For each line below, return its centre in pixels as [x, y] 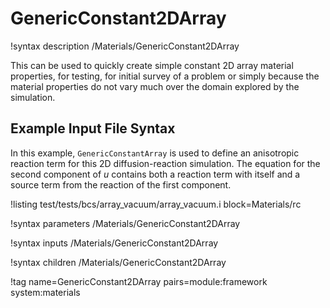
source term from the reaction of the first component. [121, 184]
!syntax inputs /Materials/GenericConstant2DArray [114, 243]
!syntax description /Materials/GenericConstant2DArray [125, 46]
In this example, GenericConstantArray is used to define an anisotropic [155, 153]
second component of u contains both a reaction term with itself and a [155, 174]
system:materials [45, 292]
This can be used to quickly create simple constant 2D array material [152, 65]
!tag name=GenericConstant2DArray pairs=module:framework [139, 281]
